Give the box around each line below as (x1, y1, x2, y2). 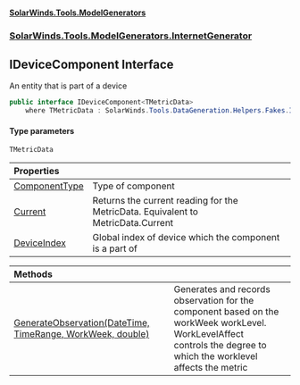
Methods (13, 268, 54, 280)
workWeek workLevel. (173, 317, 267, 330)
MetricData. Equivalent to (92, 205, 199, 218)
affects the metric (173, 362, 248, 374)
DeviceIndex (13, 237, 67, 249)
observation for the (173, 295, 254, 307)
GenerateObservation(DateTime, (13, 317, 150, 330)
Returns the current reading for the (92, 195, 238, 207)
